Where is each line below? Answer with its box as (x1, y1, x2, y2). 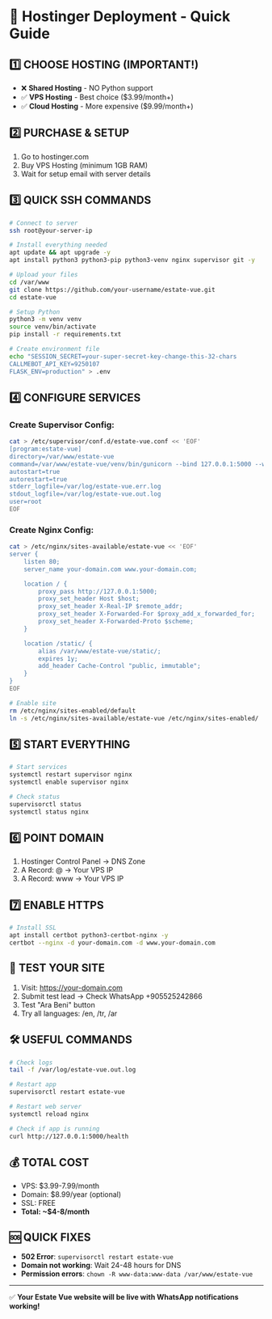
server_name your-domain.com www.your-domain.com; (23, 565, 198, 573)
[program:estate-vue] (9, 445, 82, 454)
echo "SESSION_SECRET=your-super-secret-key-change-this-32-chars (9, 352, 237, 361)
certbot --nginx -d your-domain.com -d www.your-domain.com (9, 939, 216, 947)
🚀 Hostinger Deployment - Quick (9, 7, 231, 26)
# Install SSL (9, 924, 57, 932)
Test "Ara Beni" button (20, 1000, 95, 1009)
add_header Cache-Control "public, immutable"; (38, 662, 201, 670)
